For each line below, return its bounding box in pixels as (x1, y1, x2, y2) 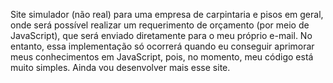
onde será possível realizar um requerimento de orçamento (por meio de (10, 19, 310, 31)
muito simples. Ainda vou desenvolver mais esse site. (10, 62, 231, 73)
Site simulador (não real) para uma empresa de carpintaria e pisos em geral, (10, 9, 324, 20)
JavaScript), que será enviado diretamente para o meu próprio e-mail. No (10, 30, 313, 41)
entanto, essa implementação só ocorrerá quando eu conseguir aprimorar (10, 40, 315, 52)
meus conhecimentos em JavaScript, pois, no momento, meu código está (10, 51, 314, 63)
